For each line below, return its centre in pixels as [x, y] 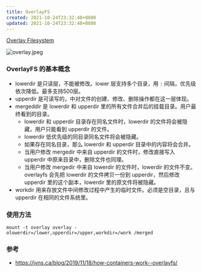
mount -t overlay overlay [39, 227]
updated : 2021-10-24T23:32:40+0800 [51, 23]
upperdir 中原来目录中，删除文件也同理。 [76, 159]
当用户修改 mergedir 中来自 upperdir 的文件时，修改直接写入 [99, 152]
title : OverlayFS [28, 12]
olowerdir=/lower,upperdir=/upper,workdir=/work [69, 233]
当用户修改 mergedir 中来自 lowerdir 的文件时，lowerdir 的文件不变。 [110, 167]
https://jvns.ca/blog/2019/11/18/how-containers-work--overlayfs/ [96, 263]
